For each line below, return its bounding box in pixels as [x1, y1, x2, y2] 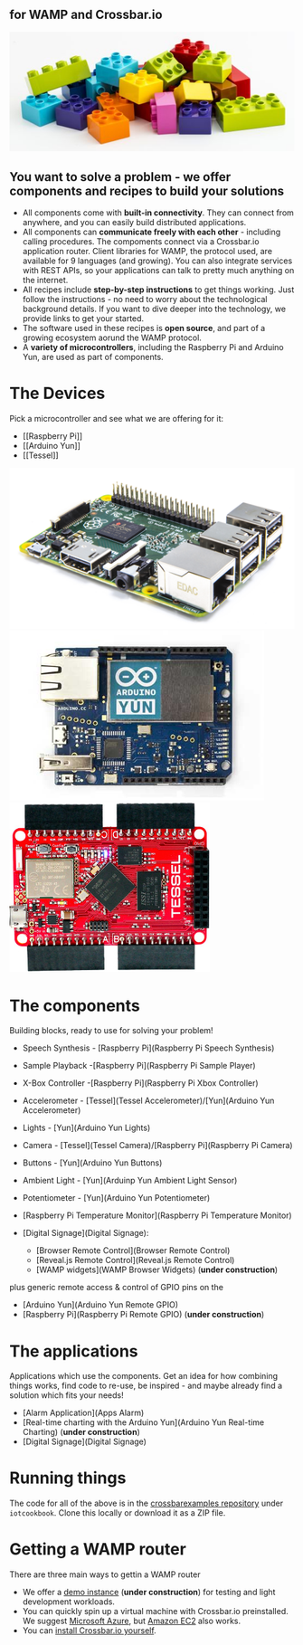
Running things [9, 1468, 127, 1488]
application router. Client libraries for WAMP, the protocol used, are [22, 245, 273, 256]
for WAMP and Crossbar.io [9, 7, 163, 23]
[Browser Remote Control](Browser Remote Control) [35, 1245, 231, 1256]
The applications [9, 1341, 138, 1361]
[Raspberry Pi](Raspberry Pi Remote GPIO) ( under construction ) [22, 1309, 265, 1320]
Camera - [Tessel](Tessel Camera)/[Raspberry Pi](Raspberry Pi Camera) [22, 1140, 293, 1151]
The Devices [9, 384, 106, 404]
